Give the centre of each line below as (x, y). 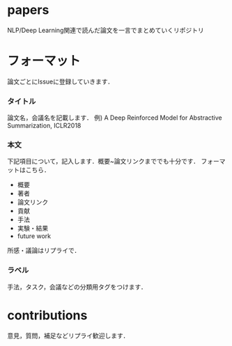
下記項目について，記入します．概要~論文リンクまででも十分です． (103, 162)
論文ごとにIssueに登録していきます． (60, 81)
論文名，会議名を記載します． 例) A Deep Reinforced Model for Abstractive (115, 118)
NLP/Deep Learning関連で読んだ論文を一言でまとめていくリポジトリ (106, 30)
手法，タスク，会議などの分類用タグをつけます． (77, 287)
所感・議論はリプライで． (44, 251)
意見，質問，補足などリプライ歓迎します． (68, 336)
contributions (47, 315)
